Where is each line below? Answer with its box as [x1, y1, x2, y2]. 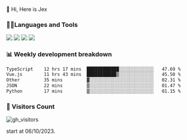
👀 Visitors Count [6, 102, 55, 111]
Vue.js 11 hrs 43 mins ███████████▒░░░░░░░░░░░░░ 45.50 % [6, 72, 181, 78]
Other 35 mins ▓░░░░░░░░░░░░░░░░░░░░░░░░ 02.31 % [6, 77, 181, 83]
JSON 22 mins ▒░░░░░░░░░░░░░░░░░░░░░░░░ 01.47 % [6, 83, 181, 89]
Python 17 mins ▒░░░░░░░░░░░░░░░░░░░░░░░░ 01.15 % [6, 89, 181, 95]
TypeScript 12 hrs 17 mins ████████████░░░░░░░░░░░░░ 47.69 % [6, 66, 181, 72]
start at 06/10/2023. [6, 127, 56, 135]
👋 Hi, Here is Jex [6, 6, 47, 13]
